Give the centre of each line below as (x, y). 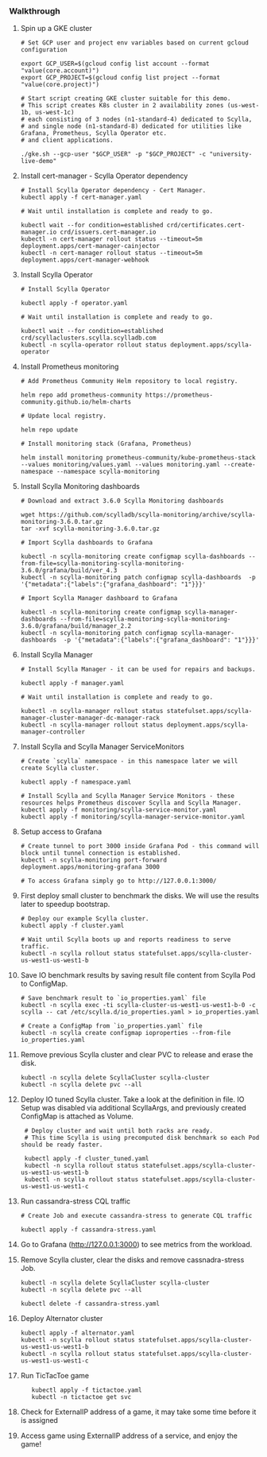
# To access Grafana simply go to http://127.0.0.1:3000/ (118, 881)
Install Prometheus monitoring (70, 366)
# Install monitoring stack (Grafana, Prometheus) (106, 444)
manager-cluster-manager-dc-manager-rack (90, 718)
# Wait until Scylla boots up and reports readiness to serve (126, 940)
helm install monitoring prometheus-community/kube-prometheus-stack (138, 458)
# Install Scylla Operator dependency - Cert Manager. (113, 191)
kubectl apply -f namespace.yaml (76, 782)
